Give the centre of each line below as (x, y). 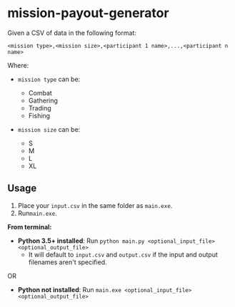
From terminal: (30, 227)
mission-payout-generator (88, 13)
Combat (40, 93)
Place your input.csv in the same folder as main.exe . (95, 205)
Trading (40, 108)
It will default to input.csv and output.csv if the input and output (123, 254)
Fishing (39, 115)
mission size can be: (49, 129)
